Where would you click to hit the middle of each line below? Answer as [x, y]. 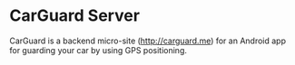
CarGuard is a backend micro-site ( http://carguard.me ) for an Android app [147, 41]
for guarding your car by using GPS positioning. [98, 50]
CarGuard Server [75, 16]
